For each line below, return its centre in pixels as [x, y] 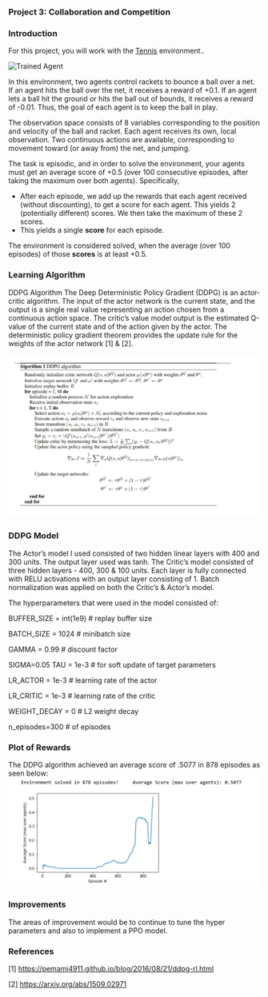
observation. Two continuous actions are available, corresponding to [121, 140]
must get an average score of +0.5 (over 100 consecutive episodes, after [128, 172]
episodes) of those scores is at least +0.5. [78, 254]
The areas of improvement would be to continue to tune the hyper [117, 922]
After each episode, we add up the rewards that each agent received [133, 196]
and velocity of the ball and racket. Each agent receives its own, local [122, 131]
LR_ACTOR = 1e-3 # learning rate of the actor [83, 680]
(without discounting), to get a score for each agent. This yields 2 [128, 205]
